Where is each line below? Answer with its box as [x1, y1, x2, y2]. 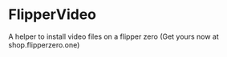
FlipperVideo [8, 6, 96, 24]
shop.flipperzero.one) [8, 40, 80, 49]
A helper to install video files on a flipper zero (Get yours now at [8, 32, 219, 41]
